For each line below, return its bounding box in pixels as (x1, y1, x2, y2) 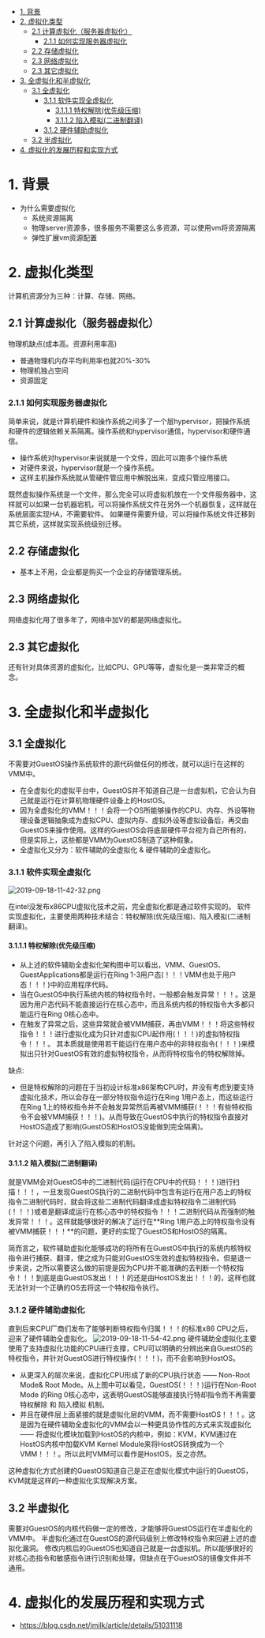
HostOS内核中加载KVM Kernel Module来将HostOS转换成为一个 (19, 1440, 225, 1449)
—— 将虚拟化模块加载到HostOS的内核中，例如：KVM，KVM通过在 (19, 1429, 237, 1439)
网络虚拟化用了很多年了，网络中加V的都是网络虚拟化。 (8, 614, 186, 624)
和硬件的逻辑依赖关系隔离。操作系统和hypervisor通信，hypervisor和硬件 (8, 426, 244, 436)
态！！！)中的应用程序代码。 (19, 979, 113, 989)
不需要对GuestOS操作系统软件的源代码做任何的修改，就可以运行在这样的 (8, 759, 244, 768)
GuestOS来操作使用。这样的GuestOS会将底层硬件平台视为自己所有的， (19, 825, 251, 835)
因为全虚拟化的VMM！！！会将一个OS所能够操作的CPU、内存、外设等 (19, 806, 248, 815)
